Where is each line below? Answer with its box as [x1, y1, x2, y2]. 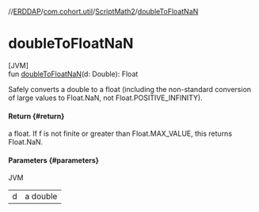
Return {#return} [8, 111, 65, 121]
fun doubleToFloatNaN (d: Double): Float [8, 69, 139, 79]
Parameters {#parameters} [8, 155, 99, 165]
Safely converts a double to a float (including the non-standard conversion [8, 84, 252, 94]
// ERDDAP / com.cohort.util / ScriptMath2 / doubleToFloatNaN [8, 7, 199, 16]
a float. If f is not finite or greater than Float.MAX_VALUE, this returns [8, 129, 232, 138]
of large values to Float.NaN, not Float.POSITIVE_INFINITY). [8, 93, 204, 102]
